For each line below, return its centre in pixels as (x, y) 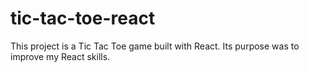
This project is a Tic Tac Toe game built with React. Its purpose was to (155, 46)
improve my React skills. (60, 56)
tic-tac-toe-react (83, 18)
